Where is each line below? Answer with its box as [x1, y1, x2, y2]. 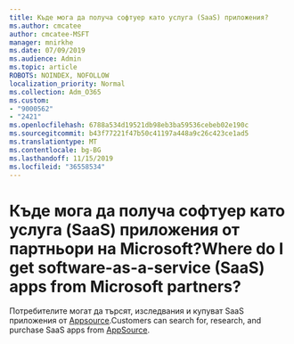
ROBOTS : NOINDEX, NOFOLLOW [9, 71, 110, 80]
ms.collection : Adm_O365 [9, 87, 102, 96]
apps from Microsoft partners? [9, 276, 242, 297]
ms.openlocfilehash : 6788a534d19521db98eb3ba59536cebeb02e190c [9, 121, 249, 130]
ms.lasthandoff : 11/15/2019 [9, 153, 114, 163]
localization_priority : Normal [9, 79, 126, 88]
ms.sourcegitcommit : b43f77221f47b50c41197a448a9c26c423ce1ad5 [9, 129, 249, 138]
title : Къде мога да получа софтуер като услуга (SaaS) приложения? [9, 12, 269, 22]
